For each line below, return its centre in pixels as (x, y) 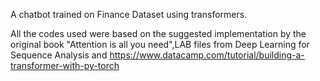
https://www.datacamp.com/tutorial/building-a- (207, 55)
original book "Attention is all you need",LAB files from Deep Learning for (160, 44)
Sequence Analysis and (59, 55)
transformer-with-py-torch (65, 65)
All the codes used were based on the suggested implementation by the (158, 33)
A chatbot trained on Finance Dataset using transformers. (129, 14)
